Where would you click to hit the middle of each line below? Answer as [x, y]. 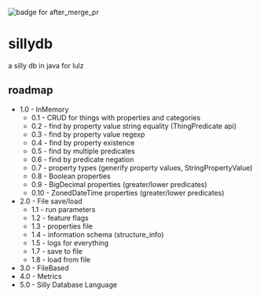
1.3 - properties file [62, 226]
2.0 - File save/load [51, 201]
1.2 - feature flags [60, 218]
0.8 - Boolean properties [71, 176]
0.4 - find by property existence [83, 142]
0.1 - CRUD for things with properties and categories [116, 117]
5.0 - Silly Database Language [68, 284]
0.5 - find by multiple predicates [83, 151]
